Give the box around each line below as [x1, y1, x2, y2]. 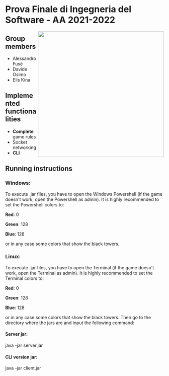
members [5, 42, 36, 51]
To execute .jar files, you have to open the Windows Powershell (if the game [5, 191, 162, 197]
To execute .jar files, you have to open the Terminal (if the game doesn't [5, 264, 154, 270]
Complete [12, 128, 34, 134]
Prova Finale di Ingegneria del [5, 4, 132, 15]
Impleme [5, 92, 34, 100]
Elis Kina [12, 77, 31, 83]
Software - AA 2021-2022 [5, 14, 116, 26]
